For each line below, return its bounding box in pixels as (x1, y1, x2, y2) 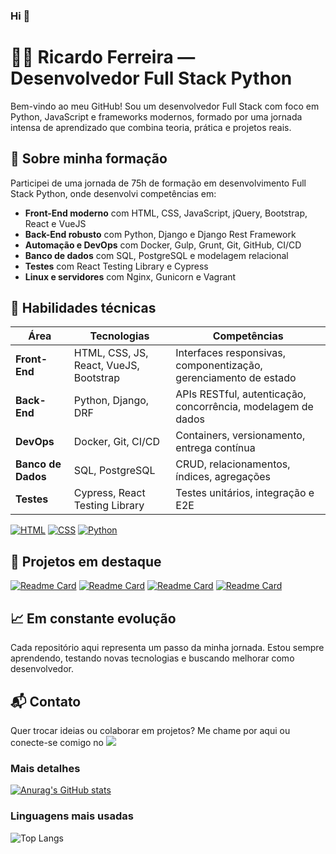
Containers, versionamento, (175, 429, 306, 443)
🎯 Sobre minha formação (10, 150, 168, 168)
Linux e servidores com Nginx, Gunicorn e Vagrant (24, 270, 237, 283)
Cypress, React (73, 486, 146, 500)
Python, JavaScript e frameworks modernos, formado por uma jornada (10, 110, 303, 123)
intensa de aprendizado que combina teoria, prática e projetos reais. (10, 121, 292, 133)
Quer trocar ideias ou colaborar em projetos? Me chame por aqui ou (10, 724, 291, 736)
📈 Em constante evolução (10, 610, 177, 627)
